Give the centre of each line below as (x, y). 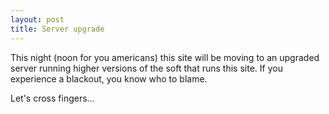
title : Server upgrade (57, 29)
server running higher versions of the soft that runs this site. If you (146, 68)
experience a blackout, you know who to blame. (109, 78)
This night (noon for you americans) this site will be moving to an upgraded (165, 57)
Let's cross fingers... (52, 98)
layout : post (37, 19)
